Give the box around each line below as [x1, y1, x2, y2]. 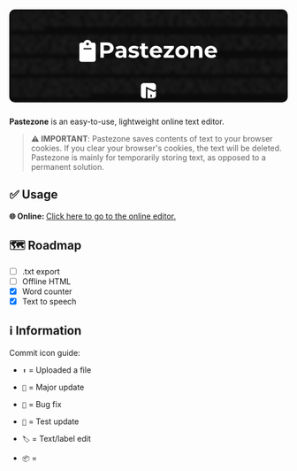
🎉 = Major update [21, 382, 85, 392]
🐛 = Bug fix [21, 398, 62, 409]
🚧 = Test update [21, 416, 80, 427]
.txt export [21, 266, 60, 276]
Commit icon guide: [9, 347, 81, 358]
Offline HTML [21, 275, 72, 287]
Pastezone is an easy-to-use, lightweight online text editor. [9, 116, 225, 127]
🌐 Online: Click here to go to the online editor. [9, 211, 177, 221]
